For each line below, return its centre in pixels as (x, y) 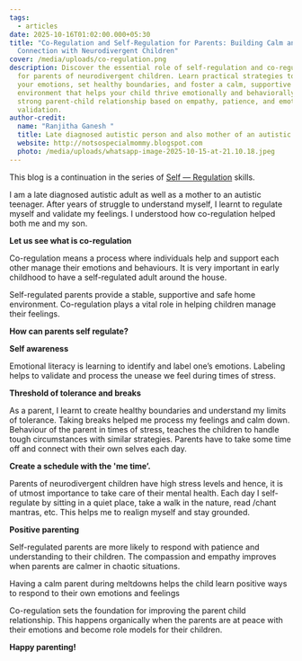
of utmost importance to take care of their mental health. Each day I (134, 493)
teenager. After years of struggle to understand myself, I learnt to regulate (146, 204)
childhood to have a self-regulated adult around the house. (118, 277)
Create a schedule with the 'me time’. (80, 466)
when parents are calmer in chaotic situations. (95, 566)
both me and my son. (49, 223)
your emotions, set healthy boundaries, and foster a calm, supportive (155, 85)
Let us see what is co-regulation (71, 240)
